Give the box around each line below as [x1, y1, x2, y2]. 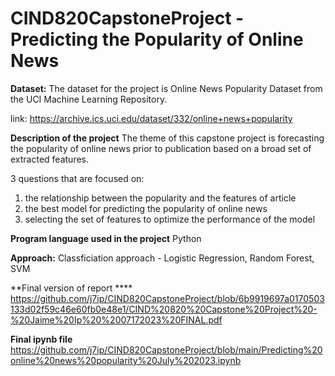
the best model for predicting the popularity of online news [24, 202, 268, 214]
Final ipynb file [10, 333, 73, 345]
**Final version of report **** [10, 282, 133, 294]
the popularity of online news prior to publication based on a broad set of [10, 142, 312, 154]
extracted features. [10, 153, 90, 165]
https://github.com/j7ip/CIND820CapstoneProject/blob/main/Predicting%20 [10, 343, 323, 356]
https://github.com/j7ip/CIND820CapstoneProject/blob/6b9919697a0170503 [10, 292, 325, 304]
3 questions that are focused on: [10, 172, 145, 184]
